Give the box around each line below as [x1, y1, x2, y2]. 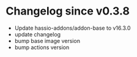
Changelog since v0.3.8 [6, 4, 130, 18]
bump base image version [14, 37, 81, 44]
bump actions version [14, 44, 70, 51]
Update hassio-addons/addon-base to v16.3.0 [14, 24, 131, 32]
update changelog [14, 30, 61, 38]
